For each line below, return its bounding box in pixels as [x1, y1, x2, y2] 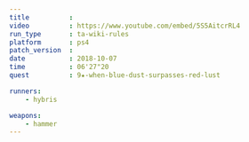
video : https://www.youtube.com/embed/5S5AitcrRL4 [9, 21, 241, 30]
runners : [9, 86, 42, 96]
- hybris [25, 95, 58, 104]
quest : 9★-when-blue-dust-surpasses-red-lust [9, 71, 221, 80]
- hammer [25, 119, 58, 129]
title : [9, 12, 74, 22]
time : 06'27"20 [9, 63, 109, 72]
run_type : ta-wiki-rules [9, 29, 129, 38]
